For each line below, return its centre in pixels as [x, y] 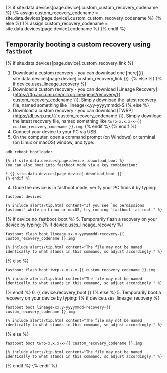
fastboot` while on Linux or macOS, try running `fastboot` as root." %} [84, 210]
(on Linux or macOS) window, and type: [53, 142]
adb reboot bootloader [29, 152]
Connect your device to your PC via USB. [55, 132]
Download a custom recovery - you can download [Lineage [74, 89]
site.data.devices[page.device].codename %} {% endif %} [66, 29]
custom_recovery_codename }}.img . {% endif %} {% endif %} [74, 126]
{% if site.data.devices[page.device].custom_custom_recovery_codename [82, 7]
